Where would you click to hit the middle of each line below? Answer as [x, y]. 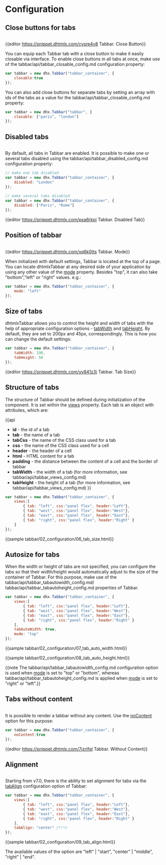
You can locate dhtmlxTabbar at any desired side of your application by [78, 267]
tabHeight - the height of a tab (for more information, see [71, 482]
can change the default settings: [38, 339]
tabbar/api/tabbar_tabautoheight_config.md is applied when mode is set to [82, 678]
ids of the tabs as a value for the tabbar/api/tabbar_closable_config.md [78, 97]
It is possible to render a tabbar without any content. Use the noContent [79, 715]
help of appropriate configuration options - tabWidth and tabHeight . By [78, 328]
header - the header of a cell [42, 451]
